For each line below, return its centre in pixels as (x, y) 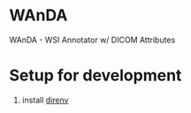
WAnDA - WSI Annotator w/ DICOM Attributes (92, 40)
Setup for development (95, 75)
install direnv (45, 100)
